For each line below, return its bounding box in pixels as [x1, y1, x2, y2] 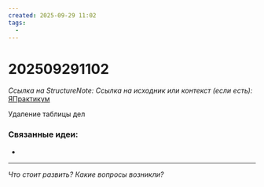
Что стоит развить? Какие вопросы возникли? [8, 170, 164, 179]
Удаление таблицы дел [8, 109, 86, 119]
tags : [8, 19, 26, 27]
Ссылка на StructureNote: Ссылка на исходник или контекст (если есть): [8, 86, 253, 95]
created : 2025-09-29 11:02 [8, 11, 97, 20]
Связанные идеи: [8, 129, 79, 140]
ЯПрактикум [8, 94, 50, 104]
